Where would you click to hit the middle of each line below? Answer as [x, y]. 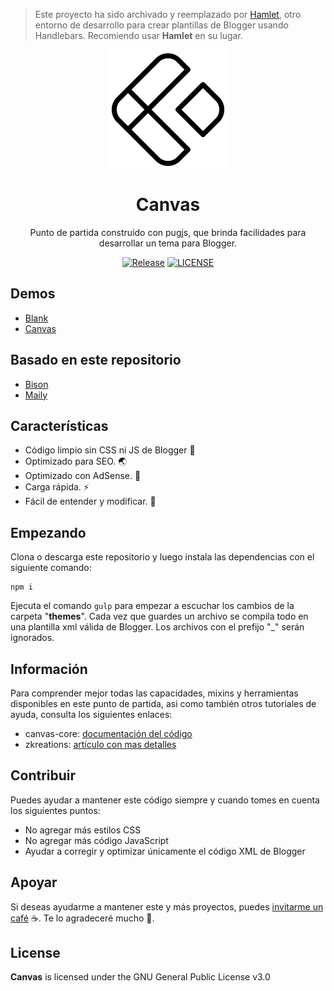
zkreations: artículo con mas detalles [100, 744]
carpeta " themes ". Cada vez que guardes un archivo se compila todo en [159, 616]
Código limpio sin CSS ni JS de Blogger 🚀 [110, 450]
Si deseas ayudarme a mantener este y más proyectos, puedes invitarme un [167, 906]
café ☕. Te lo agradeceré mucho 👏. [82, 918]
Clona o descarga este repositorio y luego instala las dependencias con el [162, 557]
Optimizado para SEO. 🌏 [76, 461]
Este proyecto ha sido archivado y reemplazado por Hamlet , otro [168, 14]
